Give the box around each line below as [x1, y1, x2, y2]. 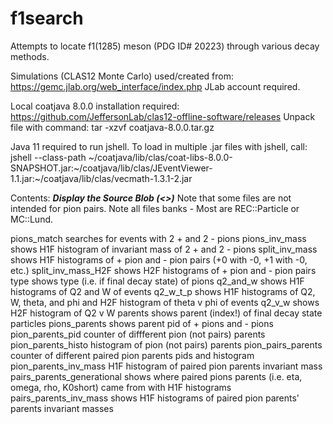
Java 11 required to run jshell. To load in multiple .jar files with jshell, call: [10, 140, 308, 152]
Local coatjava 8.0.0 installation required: [10, 100, 180, 112]
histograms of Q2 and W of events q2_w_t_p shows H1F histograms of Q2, [10, 285, 316, 297]
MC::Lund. [10, 213, 54, 225]
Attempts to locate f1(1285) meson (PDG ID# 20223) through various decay [10, 40, 320, 52]
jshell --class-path [10, 151, 87, 163]
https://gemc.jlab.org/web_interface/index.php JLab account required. [10, 80, 301, 92]
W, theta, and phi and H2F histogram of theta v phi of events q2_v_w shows [10, 296, 320, 308]
